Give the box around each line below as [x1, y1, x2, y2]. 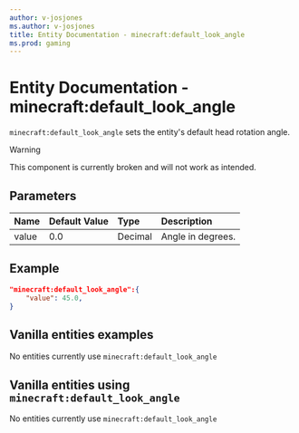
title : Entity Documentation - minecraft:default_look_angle [9, 30, 246, 39]
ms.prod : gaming [9, 38, 71, 48]
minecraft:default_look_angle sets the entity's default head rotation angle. [9, 127, 291, 138]
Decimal [117, 230, 152, 243]
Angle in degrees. [160, 230, 236, 243]
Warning [9, 144, 41, 155]
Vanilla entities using [9, 377, 130, 392]
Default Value [48, 215, 109, 227]
